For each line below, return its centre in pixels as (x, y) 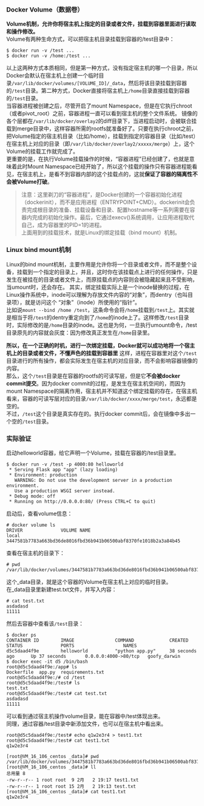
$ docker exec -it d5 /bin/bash (47, 662)
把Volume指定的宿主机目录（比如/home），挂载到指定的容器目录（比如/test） (101, 136)
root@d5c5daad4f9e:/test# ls (43, 683)
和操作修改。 (22, 32)
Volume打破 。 (35, 182)
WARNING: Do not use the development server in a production (93, 480)
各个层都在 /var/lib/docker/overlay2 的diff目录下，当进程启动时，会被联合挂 (102, 121)
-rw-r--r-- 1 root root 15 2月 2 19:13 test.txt (71, 786)
